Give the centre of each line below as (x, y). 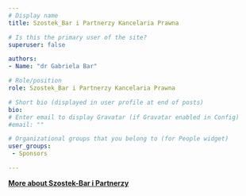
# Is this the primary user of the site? (78, 37)
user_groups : (30, 146)
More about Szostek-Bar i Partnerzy (69, 183)
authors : (23, 59)
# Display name (33, 15)
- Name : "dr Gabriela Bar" (53, 67)
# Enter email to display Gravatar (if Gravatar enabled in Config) (124, 117)
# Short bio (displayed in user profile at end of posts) (106, 102)
